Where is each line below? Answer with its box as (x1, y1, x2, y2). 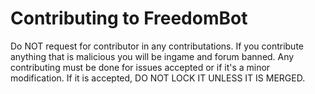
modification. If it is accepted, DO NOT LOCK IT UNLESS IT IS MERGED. (10, 72, 306, 84)
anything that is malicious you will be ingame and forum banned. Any (10, 50, 295, 62)
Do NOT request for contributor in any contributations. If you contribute (10, 40, 304, 52)
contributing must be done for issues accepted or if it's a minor (10, 61, 271, 73)
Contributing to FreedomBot (10, 7, 248, 30)
